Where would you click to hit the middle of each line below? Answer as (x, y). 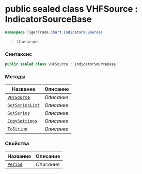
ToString (17, 129)
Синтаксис (19, 54)
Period (15, 164)
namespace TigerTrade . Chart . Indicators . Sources (54, 32)
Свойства (17, 143)
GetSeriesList (24, 105)
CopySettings (23, 121)
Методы (15, 76)
